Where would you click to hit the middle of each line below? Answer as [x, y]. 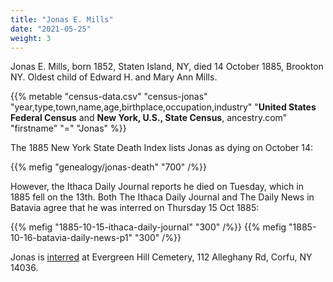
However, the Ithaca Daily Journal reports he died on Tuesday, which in [157, 187]
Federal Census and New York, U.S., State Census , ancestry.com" [149, 118]
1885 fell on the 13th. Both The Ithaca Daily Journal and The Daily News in [162, 197]
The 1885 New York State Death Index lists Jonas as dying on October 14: [162, 148]
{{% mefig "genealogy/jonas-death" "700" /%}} [109, 167]
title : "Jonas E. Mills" [62, 19]
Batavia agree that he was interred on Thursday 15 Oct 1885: [135, 208]
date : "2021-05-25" [51, 29]
